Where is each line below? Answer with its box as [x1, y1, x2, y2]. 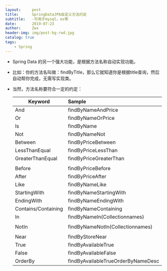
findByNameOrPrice [68, 114, 115, 121]
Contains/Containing [14, 205, 63, 212]
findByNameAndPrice [68, 106, 118, 113]
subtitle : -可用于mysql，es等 [5, 16, 69, 21]
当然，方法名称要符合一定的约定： [12, 86, 83, 92]
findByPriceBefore [68, 165, 111, 172]
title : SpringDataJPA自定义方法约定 [5, 12, 87, 17]
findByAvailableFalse [68, 249, 116, 256]
